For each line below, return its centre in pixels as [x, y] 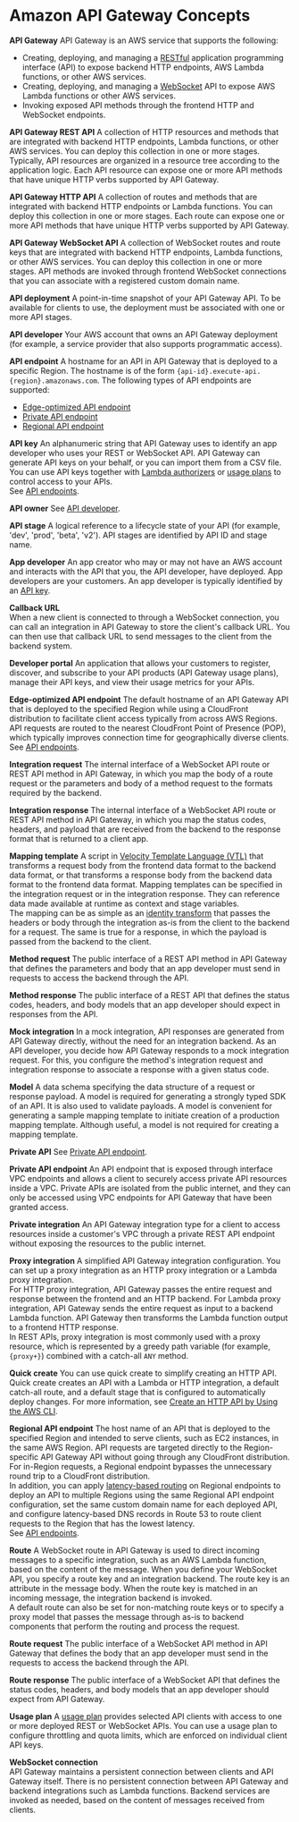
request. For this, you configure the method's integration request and [136, 1060]
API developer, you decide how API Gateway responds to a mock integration [149, 1050]
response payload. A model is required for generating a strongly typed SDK [148, 1096]
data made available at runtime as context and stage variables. [124, 903]
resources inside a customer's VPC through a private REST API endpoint [142, 1233]
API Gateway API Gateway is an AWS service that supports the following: [144, 40]
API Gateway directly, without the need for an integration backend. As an [143, 1041]
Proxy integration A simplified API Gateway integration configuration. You [145, 1260]
